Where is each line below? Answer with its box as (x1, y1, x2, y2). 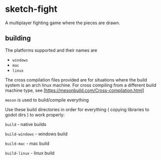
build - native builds (5, 121, 47, 127)
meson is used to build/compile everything (5, 97, 89, 103)
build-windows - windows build (5, 131, 68, 137)
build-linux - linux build (5, 150, 55, 156)
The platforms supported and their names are (5, 47, 97, 53)
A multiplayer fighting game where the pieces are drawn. (5, 20, 121, 26)
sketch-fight (5, 3, 58, 15)
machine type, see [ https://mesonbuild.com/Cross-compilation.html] (5, 87, 144, 93)
